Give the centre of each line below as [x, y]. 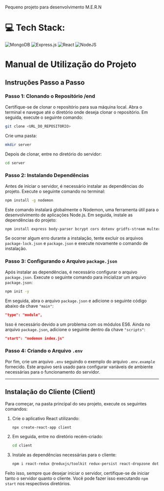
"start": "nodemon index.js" [35, 338]
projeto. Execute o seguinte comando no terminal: [55, 191]
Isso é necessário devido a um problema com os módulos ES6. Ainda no [78, 324]
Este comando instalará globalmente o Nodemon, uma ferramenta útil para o [82, 209]
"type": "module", [24, 315]
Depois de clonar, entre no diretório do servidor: [53, 154]
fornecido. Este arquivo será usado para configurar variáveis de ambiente [79, 367]
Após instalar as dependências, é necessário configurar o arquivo [71, 272]
